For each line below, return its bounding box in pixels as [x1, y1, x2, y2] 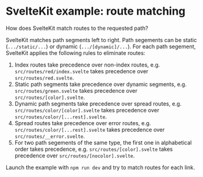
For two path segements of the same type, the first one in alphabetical [14, 139, 192, 146]
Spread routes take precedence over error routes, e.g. [14, 119, 151, 126]
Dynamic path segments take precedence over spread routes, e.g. [14, 99, 182, 107]
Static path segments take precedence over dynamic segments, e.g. [14, 81, 187, 88]
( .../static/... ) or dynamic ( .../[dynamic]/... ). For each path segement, [6, 43, 196, 50]
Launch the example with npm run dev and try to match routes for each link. [6, 164, 195, 171]
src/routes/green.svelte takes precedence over [14, 87, 138, 94]
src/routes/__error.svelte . [14, 132, 85, 140]
